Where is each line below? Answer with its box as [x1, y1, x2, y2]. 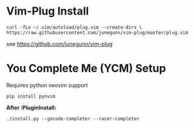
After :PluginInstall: [6, 104, 56, 111]
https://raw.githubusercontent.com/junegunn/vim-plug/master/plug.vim [6, 29, 189, 36]
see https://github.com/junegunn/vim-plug [6, 40, 113, 47]
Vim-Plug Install [6, 4, 89, 18]
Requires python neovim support [6, 81, 88, 89]
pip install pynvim [6, 93, 56, 99]
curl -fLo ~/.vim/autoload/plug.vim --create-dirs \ [6, 24, 142, 30]
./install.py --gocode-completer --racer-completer [6, 115, 139, 122]
